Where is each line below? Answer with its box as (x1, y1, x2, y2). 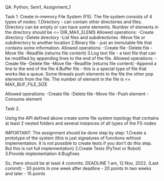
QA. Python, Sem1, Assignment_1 (5, 4, 71, 10)
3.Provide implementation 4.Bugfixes (5, 151, 80, 156)
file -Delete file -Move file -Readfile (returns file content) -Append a (19, 61, 157, 66)
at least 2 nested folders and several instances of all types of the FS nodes (5, 120, 156, 126)
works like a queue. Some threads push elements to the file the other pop (5, 71, 154, 77)
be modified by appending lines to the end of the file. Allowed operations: (5, 55, 154, 61)
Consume (5, 96, 25, 102)
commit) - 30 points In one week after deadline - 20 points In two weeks (5, 165, 151, 171)
